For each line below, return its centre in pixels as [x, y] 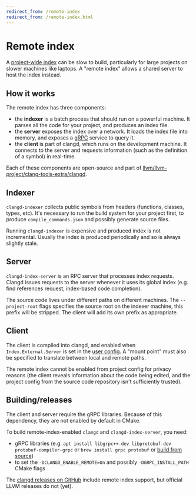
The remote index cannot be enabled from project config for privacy [89, 369]
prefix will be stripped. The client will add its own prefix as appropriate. [92, 312]
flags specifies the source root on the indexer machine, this [111, 306]
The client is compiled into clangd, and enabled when [71, 345]
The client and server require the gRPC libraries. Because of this [84, 414]
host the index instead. [34, 75]
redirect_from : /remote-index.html [50, 17]
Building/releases [39, 400]
